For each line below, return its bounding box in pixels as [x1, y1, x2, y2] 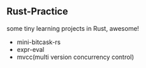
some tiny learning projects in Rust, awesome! [6, 24, 140, 32]
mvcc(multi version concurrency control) [16, 53, 134, 61]
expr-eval [16, 45, 45, 53]
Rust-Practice [6, 6, 68, 18]
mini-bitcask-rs [16, 38, 61, 46]
